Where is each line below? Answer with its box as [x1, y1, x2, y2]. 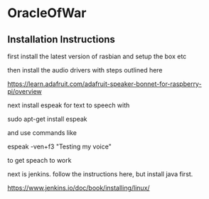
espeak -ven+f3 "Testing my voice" [7, 142, 112, 151]
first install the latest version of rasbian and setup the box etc [7, 52, 187, 60]
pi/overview [7, 87, 42, 95]
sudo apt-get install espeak [7, 115, 87, 123]
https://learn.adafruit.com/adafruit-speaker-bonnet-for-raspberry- [7, 80, 202, 88]
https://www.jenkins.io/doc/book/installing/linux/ [7, 183, 151, 192]
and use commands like [7, 129, 77, 136]
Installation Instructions [7, 33, 116, 45]
